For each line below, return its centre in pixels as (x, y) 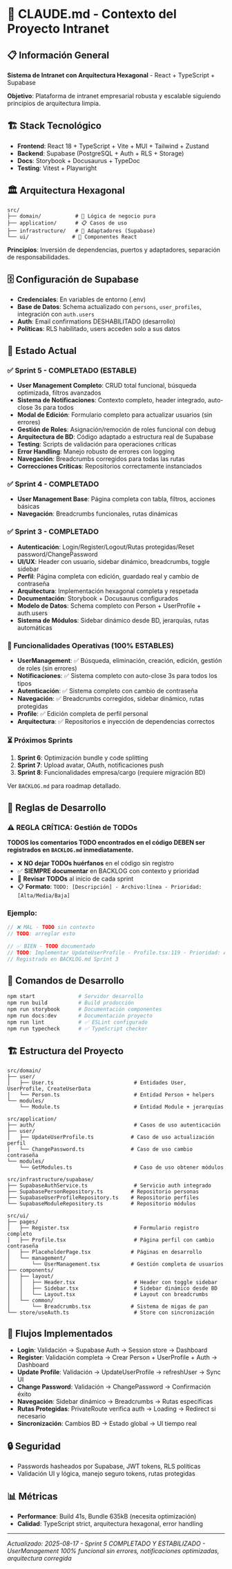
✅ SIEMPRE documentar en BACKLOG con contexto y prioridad (108, 871)
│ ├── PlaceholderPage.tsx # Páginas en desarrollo (105, 1252)
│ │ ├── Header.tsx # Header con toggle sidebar (112, 1282)
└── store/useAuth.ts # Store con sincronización (111, 1313)
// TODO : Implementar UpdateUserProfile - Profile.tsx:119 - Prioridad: (114, 952)
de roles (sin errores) (47, 668)
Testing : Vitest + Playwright (57, 168)
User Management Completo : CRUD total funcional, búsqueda (107, 386)
